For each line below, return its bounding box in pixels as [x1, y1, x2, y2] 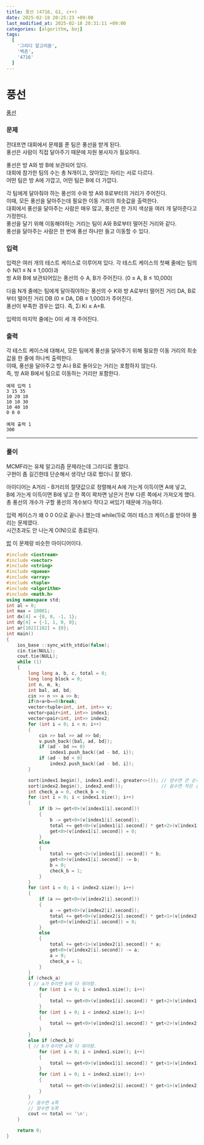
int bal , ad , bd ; [28, 687, 72, 693]
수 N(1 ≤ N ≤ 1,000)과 [6, 267, 59, 274]
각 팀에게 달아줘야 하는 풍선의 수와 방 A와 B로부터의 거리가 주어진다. [6, 189, 167, 196]
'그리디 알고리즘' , [17, 43, 58, 49]
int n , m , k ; [28, 682, 61, 688]
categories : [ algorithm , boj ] [6, 26, 83, 32]
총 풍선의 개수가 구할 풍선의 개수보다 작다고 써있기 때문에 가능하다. [6, 498, 163, 505]
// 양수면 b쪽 [28, 1105, 59, 1112]
